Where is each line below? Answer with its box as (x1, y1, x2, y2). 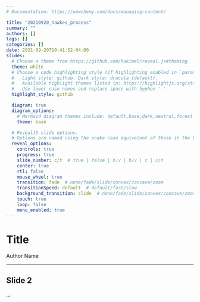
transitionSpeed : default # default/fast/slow (17, 185, 137, 191)
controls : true (17, 147, 55, 152)
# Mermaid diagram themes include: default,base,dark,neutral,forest (17, 113, 193, 119)
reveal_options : (11, 141, 52, 147)
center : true (17, 163, 49, 169)
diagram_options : (11, 108, 55, 114)
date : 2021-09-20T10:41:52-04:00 (6, 47, 89, 54)
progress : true (17, 152, 55, 158)
